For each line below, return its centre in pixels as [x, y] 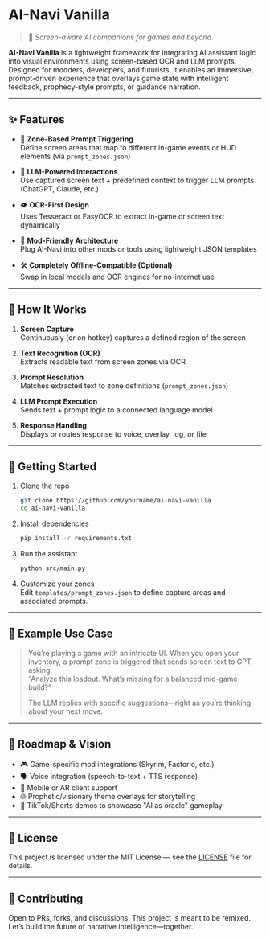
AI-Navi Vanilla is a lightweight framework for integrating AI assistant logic [132, 52]
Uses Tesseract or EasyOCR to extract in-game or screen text [122, 216]
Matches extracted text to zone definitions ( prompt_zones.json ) [124, 385]
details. [20, 866]
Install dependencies [55, 523]
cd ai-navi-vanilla [53, 508]
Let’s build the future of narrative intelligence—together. [101, 927]
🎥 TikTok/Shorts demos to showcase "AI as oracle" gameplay [121, 805]
